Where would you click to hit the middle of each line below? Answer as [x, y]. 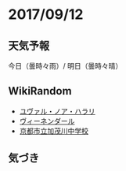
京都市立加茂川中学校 [54, 131]
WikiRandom [40, 91]
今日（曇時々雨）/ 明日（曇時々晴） [65, 66]
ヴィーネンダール [47, 121]
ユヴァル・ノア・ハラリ [57, 111]
